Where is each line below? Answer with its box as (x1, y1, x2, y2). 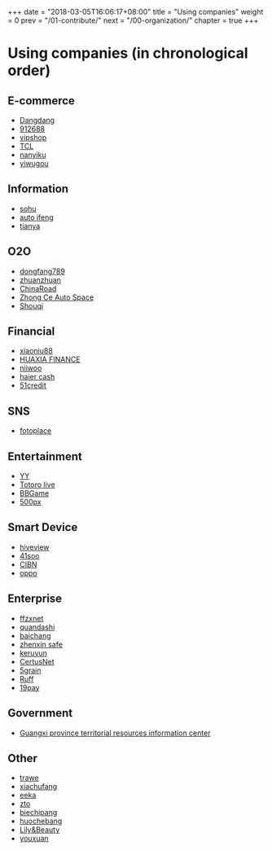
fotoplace (19, 426, 52, 436)
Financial (7, 325, 55, 339)
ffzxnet (19, 613, 44, 623)
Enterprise (7, 592, 63, 606)
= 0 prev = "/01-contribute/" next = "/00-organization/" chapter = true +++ (7, 15, 259, 25)
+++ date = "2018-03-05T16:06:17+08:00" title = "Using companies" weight (7, 7, 264, 16)
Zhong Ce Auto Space (19, 292, 94, 302)
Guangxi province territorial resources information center (19, 728, 211, 738)
